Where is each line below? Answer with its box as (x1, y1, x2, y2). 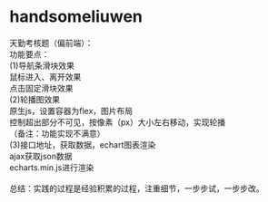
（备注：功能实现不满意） (9, 128, 105, 139)
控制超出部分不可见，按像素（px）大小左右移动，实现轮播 (9, 116, 225, 128)
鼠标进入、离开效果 (9, 71, 82, 82)
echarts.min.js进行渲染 (9, 161, 94, 173)
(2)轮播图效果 (9, 93, 61, 105)
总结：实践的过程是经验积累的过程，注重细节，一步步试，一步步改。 (9, 183, 264, 194)
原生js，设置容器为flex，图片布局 (9, 105, 134, 116)
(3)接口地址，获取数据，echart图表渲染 (9, 139, 156, 150)
